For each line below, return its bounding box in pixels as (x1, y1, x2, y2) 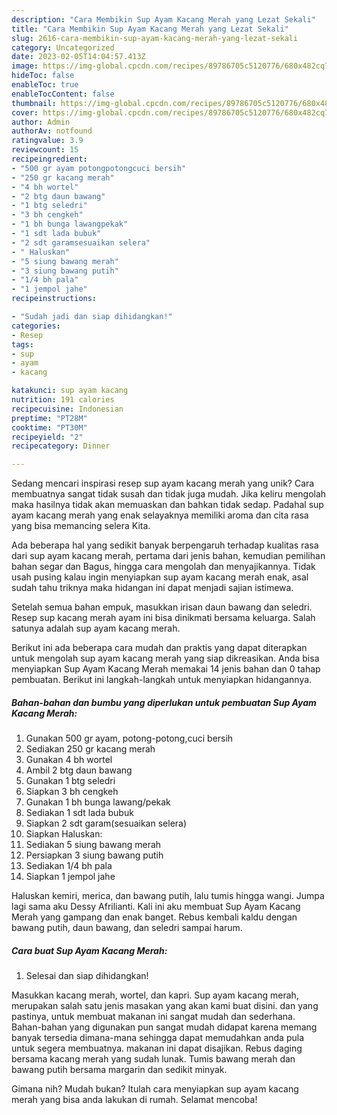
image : (11, 61, 39, 71)
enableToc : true (11, 80, 79, 90)
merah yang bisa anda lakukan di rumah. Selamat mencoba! (11, 1094, 258, 1106)
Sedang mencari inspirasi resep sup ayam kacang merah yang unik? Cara (11, 477, 315, 490)
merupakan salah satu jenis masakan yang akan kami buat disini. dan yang (11, 1000, 319, 1012)
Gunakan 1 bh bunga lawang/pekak (25, 796, 171, 808)
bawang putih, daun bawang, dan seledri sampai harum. (11, 922, 243, 934)
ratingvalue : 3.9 (11, 136, 84, 146)
